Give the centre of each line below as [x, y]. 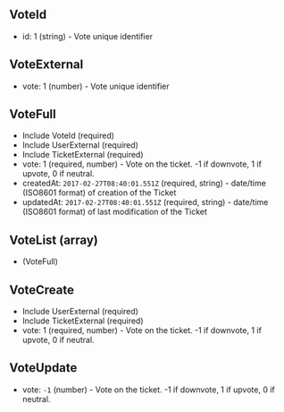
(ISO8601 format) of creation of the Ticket [99, 193]
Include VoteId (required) [68, 136]
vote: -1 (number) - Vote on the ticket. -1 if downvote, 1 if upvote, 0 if [148, 390]
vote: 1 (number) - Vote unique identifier [96, 86]
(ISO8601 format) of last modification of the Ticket [115, 212]
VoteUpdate [43, 368]
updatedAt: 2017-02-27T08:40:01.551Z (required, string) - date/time [145, 202]
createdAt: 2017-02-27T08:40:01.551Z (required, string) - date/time [144, 184]
